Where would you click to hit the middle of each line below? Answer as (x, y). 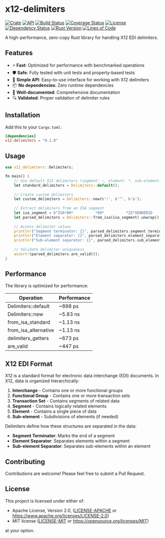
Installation (23, 115)
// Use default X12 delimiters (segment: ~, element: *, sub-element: (88, 181)
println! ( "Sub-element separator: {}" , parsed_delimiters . (76, 240)
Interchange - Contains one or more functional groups (67, 391)
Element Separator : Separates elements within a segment (71, 441)
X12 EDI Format (29, 364)
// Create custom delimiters (44, 195)
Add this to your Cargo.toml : (34, 127)
